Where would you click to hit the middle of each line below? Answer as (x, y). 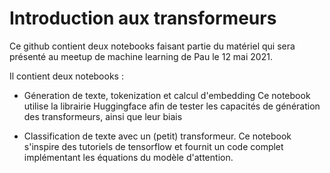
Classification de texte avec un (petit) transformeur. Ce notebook (157, 136)
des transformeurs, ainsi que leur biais (103, 116)
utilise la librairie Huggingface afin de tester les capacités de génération (172, 106)
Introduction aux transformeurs (143, 18)
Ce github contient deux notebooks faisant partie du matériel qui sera (152, 46)
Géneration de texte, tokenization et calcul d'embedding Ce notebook (167, 95)
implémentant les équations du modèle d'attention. (128, 157)
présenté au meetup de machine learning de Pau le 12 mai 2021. (141, 56)
